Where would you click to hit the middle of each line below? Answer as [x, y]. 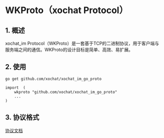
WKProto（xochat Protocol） [67, 10]
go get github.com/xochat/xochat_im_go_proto [53, 79]
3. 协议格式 [22, 118]
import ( [15, 88]
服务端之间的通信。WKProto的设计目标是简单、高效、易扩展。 [69, 50]
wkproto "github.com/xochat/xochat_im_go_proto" [66, 92]
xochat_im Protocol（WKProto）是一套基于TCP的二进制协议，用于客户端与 [82, 43]
